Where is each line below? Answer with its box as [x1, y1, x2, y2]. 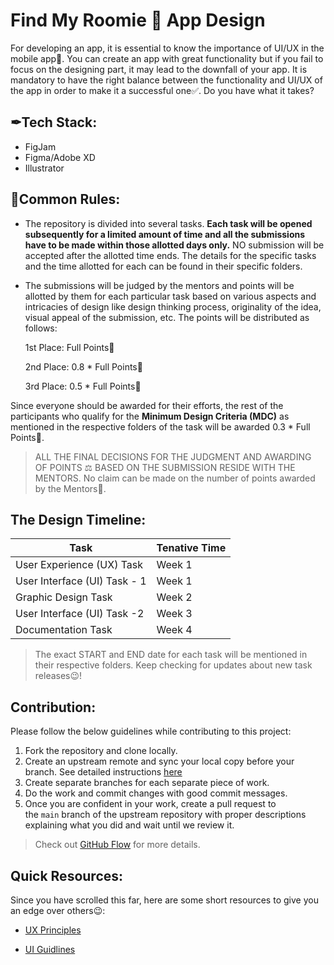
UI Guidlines [24, 944, 76, 955]
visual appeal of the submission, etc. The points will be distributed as [24, 311, 310, 323]
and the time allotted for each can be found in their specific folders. [24, 260, 303, 272]
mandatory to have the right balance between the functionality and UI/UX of [10, 74, 323, 86]
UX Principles [24, 924, 82, 936]
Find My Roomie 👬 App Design [10, 9, 266, 32]
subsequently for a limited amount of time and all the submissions [24, 228, 306, 240]
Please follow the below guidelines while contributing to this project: [10, 725, 292, 738]
